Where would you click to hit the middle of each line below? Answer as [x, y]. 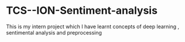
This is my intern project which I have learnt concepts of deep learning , [93, 26]
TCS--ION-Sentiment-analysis [82, 11]
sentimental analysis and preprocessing [54, 32]
